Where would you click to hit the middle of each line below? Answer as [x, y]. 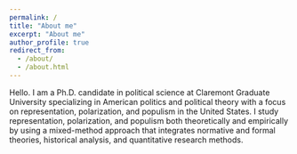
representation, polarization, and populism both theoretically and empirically [149, 120]
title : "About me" [43, 26]
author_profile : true [49, 42]
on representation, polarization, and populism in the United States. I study [144, 111]
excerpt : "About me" [48, 34]
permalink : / [33, 17]
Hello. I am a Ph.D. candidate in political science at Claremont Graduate [140, 92]
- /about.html [43, 68]
